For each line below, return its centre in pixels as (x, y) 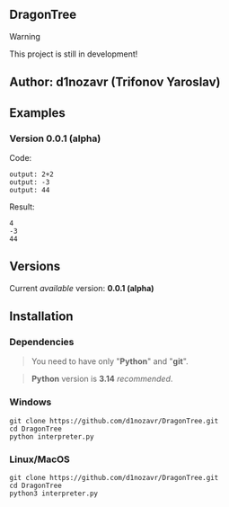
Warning (25, 36)
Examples (37, 113)
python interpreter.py (52, 436)
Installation (41, 317)
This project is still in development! (74, 54)
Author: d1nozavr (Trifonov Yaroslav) (115, 82)
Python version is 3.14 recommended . (102, 379)
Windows (31, 402)
